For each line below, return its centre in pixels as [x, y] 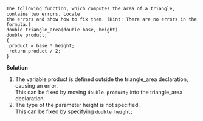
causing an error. [36, 86]
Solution [17, 67]
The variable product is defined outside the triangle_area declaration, [101, 79]
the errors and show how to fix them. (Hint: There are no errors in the [102, 19]
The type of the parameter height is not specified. [77, 105]
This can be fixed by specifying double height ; [74, 111]
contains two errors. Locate [43, 14]
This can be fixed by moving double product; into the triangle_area [99, 92]
